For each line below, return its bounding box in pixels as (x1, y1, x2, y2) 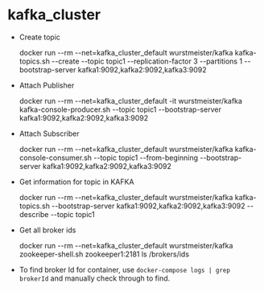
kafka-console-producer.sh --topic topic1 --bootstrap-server (19, 105, 222, 114)
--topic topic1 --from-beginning (93, 153, 199, 162)
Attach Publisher (19, 80, 75, 90)
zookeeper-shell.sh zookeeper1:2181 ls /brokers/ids (19, 249, 190, 259)
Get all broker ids (19, 225, 76, 235)
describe (19, 209, 49, 219)
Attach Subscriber (19, 129, 80, 138)
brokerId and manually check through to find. (19, 273, 171, 283)
